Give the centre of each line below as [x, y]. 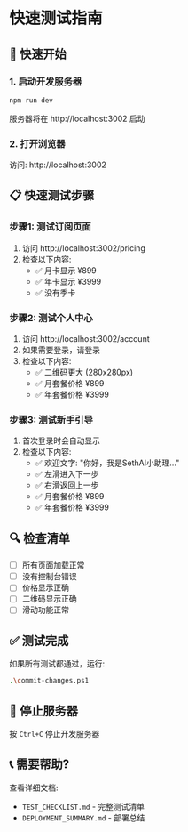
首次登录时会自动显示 [61, 440]
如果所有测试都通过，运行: [57, 664]
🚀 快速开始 [38, 54]
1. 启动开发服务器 [46, 81]
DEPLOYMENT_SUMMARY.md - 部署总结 [83, 817]
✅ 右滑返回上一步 [67, 485]
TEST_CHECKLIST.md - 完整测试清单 [83, 806]
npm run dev [31, 100]
